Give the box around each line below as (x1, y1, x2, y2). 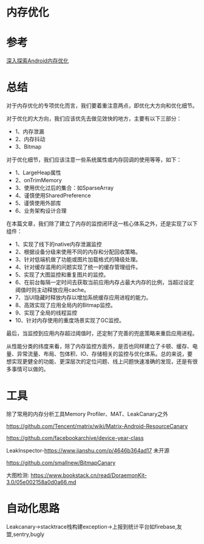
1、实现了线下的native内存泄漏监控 (15, 241, 102, 248)
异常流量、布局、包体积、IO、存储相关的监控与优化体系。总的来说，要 (16, 350, 193, 358)
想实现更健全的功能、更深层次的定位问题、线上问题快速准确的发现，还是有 (6, 358, 192, 366)
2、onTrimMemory (15, 177, 63, 184)
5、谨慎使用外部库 (15, 199, 62, 207)
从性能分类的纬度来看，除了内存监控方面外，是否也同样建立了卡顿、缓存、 (6, 342, 192, 350)
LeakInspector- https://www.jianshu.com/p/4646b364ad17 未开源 (6, 447, 170, 454)
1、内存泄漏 (15, 128, 44, 135)
